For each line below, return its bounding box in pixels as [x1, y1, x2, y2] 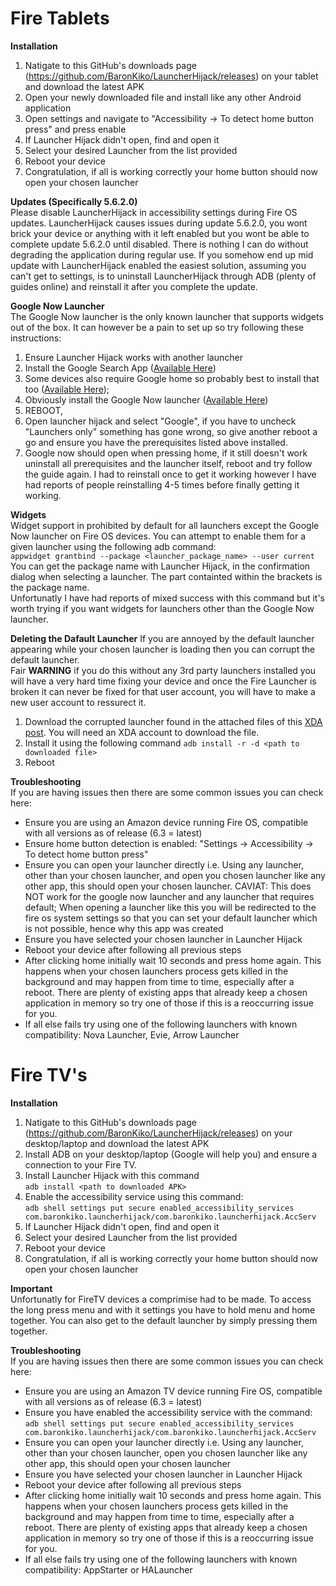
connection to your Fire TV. [24, 1158, 137, 1171]
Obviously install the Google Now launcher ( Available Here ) [24, 393, 269, 406]
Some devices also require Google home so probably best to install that [24, 372, 320, 384]
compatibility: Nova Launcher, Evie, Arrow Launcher [24, 1028, 240, 1041]
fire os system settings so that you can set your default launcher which [24, 912, 318, 924]
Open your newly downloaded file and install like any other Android [24, 91, 302, 103]
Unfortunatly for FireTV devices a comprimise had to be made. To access [10, 1293, 312, 1305]
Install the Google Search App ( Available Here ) [24, 362, 217, 374]
